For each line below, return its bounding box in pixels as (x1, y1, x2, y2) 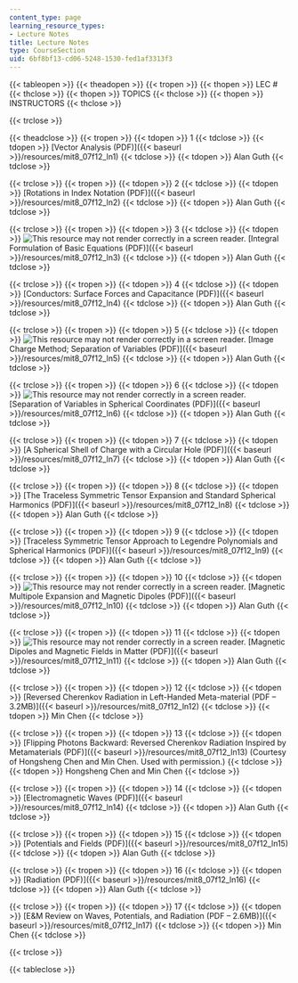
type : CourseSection (9, 46, 86, 55)
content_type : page (9, 12, 82, 22)
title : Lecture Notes (9, 37, 90, 47)
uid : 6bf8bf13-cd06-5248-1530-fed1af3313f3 (9, 54, 173, 63)
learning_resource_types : (9, 21, 105, 30)
